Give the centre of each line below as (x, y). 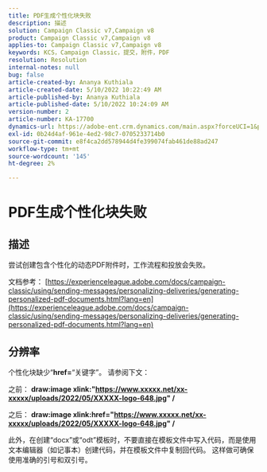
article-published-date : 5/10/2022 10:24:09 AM (89, 104)
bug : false (26, 75)
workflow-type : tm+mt (44, 149)
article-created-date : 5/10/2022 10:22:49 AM (85, 90)
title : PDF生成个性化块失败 (50, 16)
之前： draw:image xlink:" (52, 389)
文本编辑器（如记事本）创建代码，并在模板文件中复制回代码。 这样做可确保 (131, 450)
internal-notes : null (44, 68)
